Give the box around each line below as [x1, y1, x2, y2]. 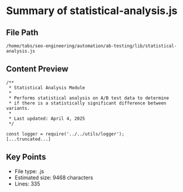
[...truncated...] [6, 136, 51, 142]
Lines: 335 [14, 180, 40, 187]
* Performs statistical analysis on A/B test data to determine [8, 95, 169, 101]
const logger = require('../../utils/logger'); [6, 131, 125, 137]
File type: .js [14, 167, 45, 174]
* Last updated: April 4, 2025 [8, 116, 85, 122]
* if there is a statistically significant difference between [8, 100, 167, 106]
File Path [6, 28, 39, 38]
